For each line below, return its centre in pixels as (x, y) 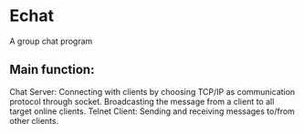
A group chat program (51, 41)
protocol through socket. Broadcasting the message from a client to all (142, 101)
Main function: (52, 70)
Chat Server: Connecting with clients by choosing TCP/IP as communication (152, 91)
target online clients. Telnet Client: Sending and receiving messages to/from (152, 111)
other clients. (34, 120)
